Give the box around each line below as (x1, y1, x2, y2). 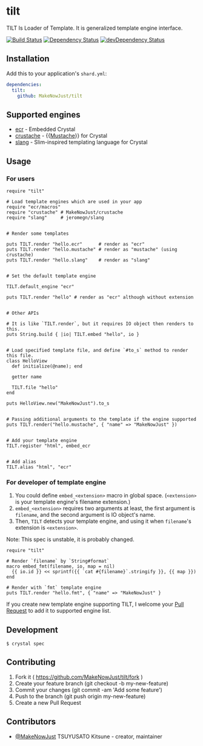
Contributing (6, 657, 56, 668)
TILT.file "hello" (12, 384, 59, 391)
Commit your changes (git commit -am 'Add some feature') (15, 686, 162, 693)
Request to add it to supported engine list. (6, 607, 111, 614)
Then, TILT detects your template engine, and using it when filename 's (15, 517, 192, 525)
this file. (6, 352, 34, 358)
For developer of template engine (6, 478, 107, 486)
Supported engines (6, 109, 81, 119)
